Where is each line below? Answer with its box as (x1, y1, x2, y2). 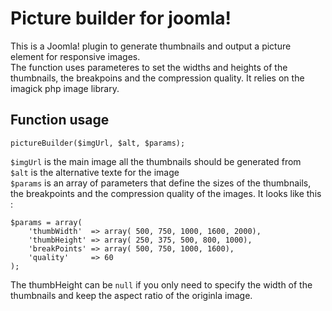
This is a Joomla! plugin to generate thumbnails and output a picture (10, 40, 292, 52)
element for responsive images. (10, 50, 141, 62)
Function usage (10, 112, 110, 129)
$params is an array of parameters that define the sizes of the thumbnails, (10, 177, 312, 189)
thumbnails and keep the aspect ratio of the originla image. (10, 289, 253, 301)
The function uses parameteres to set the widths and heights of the (10, 61, 288, 73)
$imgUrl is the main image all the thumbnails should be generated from (10, 155, 302, 167)
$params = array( (10, 217, 83, 227)
